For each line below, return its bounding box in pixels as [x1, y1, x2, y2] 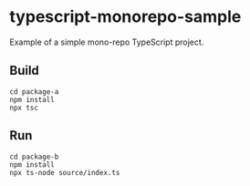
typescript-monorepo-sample [9, 6, 242, 27]
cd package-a [9, 87, 59, 97]
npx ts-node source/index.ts [9, 168, 120, 177]
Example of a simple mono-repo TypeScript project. [9, 36, 204, 47]
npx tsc [9, 103, 39, 112]
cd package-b [9, 152, 59, 161]
